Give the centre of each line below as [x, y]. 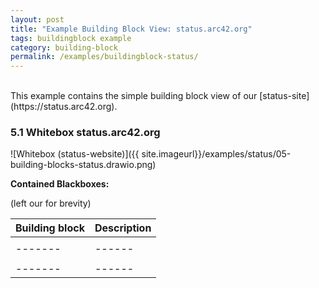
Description [123, 228]
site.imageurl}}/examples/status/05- [216, 154]
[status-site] [284, 96]
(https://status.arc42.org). [64, 107]
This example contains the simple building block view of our [134, 96]
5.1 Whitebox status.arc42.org [85, 133]
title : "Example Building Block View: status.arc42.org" [131, 29]
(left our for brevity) [51, 203]
